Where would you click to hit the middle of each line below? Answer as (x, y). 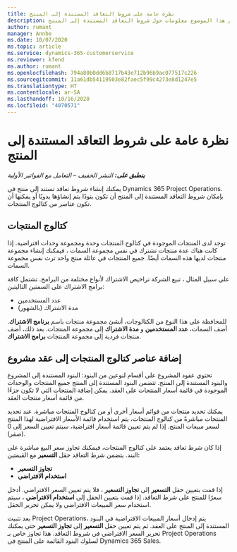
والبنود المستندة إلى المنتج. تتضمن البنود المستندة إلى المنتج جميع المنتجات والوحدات (117, 383)
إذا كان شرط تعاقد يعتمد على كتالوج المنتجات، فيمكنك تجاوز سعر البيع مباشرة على (115, 448)
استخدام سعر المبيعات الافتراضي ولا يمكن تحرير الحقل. (79, 505)
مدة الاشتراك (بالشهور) (48, 307)
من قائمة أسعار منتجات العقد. (46, 398)
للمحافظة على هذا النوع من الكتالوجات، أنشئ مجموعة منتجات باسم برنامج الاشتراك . (117, 321)
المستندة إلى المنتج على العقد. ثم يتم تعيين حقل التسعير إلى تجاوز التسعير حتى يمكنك (118, 526)
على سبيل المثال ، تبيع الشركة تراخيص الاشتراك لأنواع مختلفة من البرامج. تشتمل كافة (119, 278)
